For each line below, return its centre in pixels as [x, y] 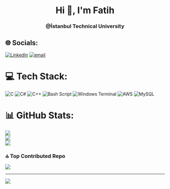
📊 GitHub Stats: [40, 116]
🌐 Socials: [22, 43]
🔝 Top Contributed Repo [35, 156]
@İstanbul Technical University [85, 26]
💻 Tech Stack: [36, 76]
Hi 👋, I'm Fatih [85, 10]
